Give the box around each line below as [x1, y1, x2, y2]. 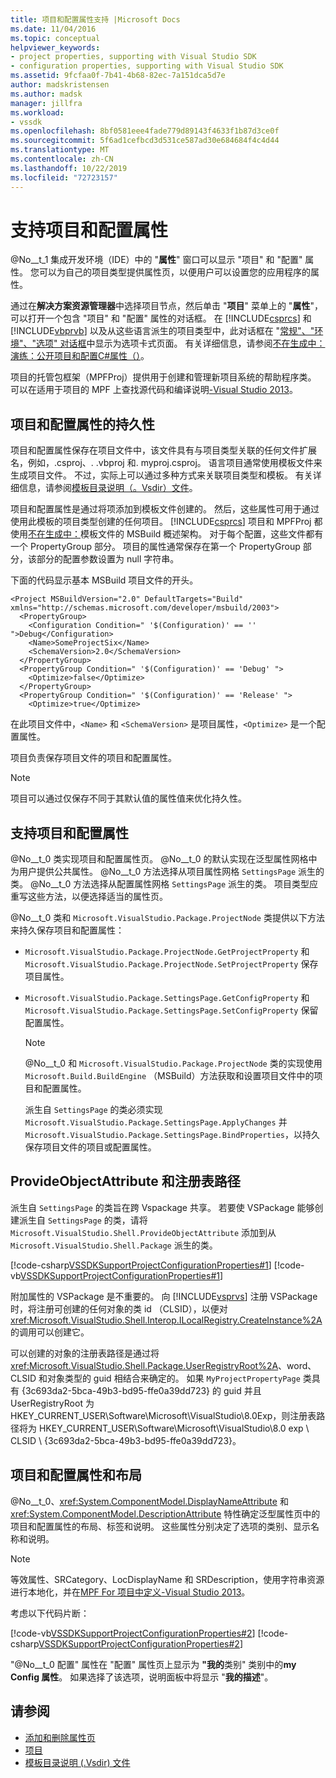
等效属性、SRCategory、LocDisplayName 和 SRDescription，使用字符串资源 [10, 1573, 325, 1585]
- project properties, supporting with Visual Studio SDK [10, 52, 257, 62]
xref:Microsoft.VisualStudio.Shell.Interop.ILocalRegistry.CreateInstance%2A [10, 1314, 323, 1326]
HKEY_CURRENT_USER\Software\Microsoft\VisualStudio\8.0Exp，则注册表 [10, 1409, 317, 1421]
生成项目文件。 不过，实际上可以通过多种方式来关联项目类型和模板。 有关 [10, 469, 313, 481]
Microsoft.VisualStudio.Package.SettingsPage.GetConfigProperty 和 [24, 992, 310, 1004]
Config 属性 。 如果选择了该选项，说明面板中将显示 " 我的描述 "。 [10, 1671, 274, 1683]
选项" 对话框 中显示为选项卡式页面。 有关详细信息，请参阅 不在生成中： [36, 337, 326, 350]
